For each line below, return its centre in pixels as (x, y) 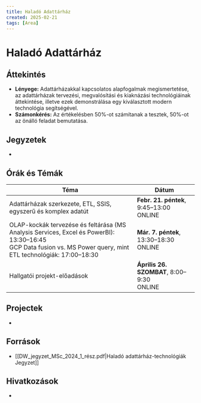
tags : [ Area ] (22, 23)
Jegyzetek (26, 139)
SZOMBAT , (153, 272)
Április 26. (152, 264)
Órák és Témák (35, 173)
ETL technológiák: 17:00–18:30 (54, 255)
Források (23, 342)
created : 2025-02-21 (32, 17)
